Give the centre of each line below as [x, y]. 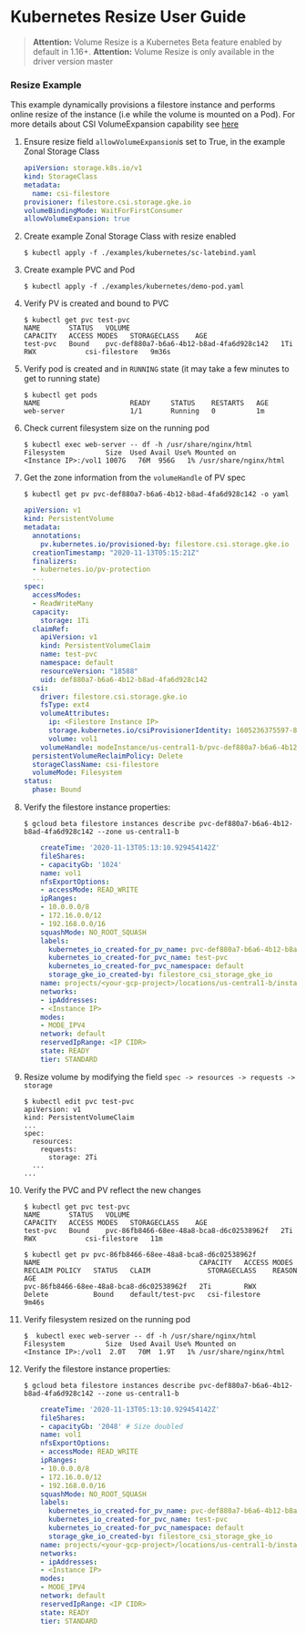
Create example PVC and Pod [79, 270]
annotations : [57, 536]
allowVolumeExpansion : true [76, 219]
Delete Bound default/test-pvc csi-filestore [142, 1294]
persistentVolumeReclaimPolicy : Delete [108, 756]
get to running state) [62, 379]
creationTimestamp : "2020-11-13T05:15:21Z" [116, 553]
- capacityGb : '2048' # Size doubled [112, 1426]
